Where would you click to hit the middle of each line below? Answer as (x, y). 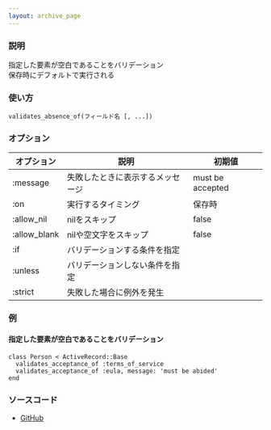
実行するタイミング (104, 204)
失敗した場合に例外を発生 (116, 292)
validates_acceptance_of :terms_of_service (90, 364)
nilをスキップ (92, 219)
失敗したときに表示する (112, 177)
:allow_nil (30, 219)
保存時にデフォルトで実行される (61, 74)
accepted (211, 188)
